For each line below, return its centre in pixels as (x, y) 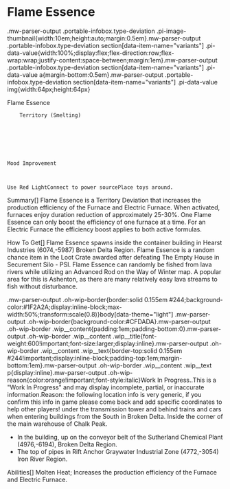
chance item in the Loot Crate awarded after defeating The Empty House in (113, 257)
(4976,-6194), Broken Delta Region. (67, 444)
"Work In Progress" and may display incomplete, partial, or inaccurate (106, 387)
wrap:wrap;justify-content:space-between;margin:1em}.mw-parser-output (112, 60)
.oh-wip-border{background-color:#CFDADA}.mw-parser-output (119, 321)
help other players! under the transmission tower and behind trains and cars (114, 409)
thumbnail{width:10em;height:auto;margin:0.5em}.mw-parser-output (104, 38)
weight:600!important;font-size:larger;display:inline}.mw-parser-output (108, 343)
